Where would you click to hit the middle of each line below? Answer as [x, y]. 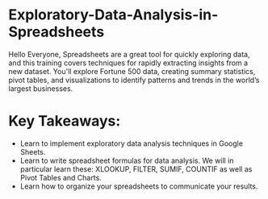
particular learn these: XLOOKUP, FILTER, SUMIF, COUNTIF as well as [136, 169]
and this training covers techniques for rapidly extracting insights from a [128, 63]
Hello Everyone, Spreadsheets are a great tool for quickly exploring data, [129, 54]
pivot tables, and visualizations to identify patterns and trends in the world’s [134, 80]
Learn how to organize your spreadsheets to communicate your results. [139, 186]
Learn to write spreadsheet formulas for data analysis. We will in [127, 160]
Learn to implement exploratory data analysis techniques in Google [132, 143]
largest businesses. [41, 88]
